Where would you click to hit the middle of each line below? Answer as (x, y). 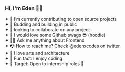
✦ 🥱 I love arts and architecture (37, 53)
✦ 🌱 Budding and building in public (41, 24)
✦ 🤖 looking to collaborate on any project (47, 30)
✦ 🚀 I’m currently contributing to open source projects (61, 19)
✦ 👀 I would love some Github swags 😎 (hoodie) (55, 35)
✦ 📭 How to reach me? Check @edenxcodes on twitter (62, 46)
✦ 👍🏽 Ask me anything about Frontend (45, 40)
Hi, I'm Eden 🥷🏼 (24, 8)
